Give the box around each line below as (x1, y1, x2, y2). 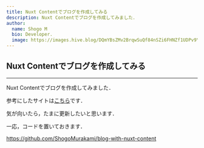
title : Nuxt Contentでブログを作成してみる (6, 8, 108, 15)
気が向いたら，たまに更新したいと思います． (6, 110, 118, 117)
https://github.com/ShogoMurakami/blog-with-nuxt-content (6, 135, 157, 142)
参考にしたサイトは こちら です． (6, 96, 86, 104)
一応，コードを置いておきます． (6, 123, 86, 130)
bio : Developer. (12, 32, 53, 38)
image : (12, 37, 29, 43)
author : (6, 20, 26, 26)
